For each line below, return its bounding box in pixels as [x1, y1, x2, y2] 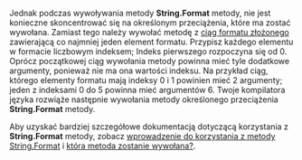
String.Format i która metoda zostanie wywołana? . [9, 140, 196, 151]
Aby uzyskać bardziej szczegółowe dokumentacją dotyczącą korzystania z [9, 121, 289, 132]
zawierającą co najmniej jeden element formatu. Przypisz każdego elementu [9, 36, 294, 47]
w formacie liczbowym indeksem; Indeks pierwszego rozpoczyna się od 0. [9, 46, 288, 57]
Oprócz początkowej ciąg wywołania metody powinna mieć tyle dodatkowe [9, 56, 290, 66]
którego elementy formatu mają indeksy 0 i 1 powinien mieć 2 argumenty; [9, 75, 283, 85]
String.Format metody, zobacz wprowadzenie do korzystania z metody [9, 131, 276, 141]
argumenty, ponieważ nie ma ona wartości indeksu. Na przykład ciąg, [9, 65, 269, 76]
